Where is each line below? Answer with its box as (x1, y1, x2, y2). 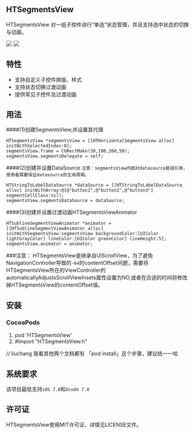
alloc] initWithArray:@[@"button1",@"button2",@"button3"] (6, 187, 154, 193)
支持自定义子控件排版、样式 (14, 76, 82, 83)
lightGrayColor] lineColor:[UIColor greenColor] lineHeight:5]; (6, 236, 167, 242)
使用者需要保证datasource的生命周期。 (6, 172, 90, 178)
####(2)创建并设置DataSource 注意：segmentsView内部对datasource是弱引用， (6, 164, 188, 171)
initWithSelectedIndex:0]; (6, 143, 72, 149)
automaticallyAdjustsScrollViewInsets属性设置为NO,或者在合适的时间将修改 (6, 274, 188, 281)
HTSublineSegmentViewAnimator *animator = (6, 220, 112, 227)
